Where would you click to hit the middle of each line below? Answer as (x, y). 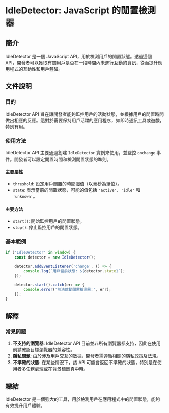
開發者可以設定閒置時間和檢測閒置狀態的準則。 (63, 159)
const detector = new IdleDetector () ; (55, 257)
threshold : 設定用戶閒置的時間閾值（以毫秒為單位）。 (67, 184)
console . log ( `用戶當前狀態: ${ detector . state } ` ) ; (74, 271)
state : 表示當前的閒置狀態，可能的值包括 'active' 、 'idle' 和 (76, 190)
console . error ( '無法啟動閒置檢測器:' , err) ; (68, 289)
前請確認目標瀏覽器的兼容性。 (43, 350)
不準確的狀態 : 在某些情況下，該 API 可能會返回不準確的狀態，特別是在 (85, 363)
